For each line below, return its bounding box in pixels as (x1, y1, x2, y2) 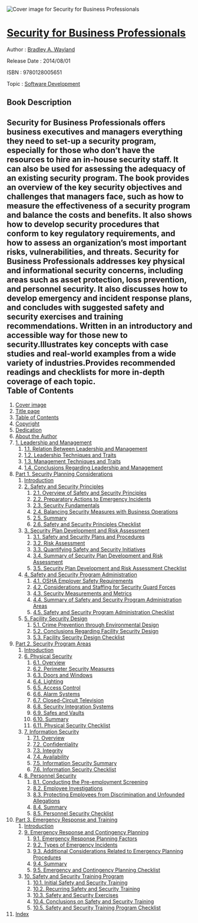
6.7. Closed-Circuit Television (32, 697, 104, 704)
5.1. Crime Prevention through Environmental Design (32, 621, 159, 628)
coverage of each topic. (6, 376, 96, 386)
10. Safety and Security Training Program (24, 873, 124, 880)
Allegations (32, 798, 61, 805)
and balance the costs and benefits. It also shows (6, 210, 192, 220)
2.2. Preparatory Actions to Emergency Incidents (32, 496, 151, 503)
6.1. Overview (32, 659, 65, 666)
